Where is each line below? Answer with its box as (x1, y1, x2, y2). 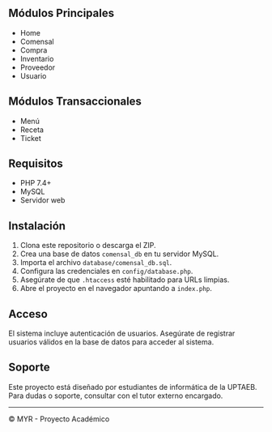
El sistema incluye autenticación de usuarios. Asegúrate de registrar (8, 328, 236, 339)
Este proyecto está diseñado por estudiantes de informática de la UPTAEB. (8, 382, 257, 391)
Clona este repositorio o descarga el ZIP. (19, 241, 156, 250)
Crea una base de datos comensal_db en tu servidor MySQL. (19, 249, 219, 259)
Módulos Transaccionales (8, 95, 142, 109)
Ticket (19, 133, 42, 143)
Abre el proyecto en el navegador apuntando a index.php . (19, 284, 213, 293)
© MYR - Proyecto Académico (8, 413, 110, 424)
